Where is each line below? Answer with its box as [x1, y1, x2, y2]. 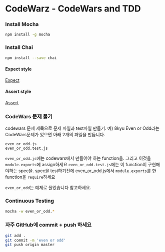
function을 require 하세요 [5, 174, 55, 180]
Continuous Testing [5, 198, 54, 205]
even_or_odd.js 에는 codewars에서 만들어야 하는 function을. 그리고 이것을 [5, 155, 151, 161]
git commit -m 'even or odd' [5, 238, 66, 243]
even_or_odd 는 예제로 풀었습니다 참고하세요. [5, 185, 91, 191]
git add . [5, 233, 26, 238]
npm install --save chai [5, 55, 57, 60]
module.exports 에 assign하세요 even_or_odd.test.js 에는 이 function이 [5, 162, 147, 168]
